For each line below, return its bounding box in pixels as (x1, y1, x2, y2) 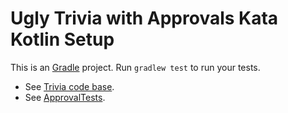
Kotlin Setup (10, 28, 115, 51)
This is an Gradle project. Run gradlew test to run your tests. (10, 61, 261, 73)
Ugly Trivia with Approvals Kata (10, 7, 279, 30)
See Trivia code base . (24, 80, 115, 92)
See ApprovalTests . (24, 91, 106, 103)
